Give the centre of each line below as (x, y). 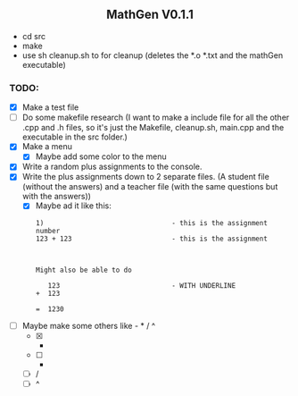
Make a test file (50, 107)
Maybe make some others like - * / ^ (89, 325)
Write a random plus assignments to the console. (112, 167)
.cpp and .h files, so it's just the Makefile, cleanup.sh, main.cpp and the (153, 128)
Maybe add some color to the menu (101, 156)
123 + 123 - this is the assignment (151, 239)
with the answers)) (57, 197)
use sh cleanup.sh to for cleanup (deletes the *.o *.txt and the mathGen (153, 55)
